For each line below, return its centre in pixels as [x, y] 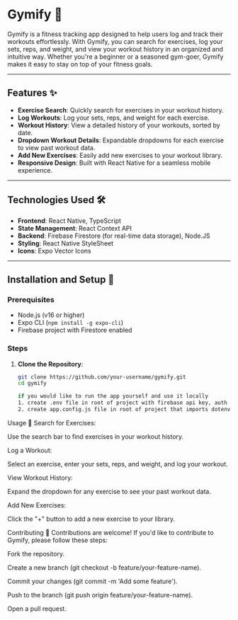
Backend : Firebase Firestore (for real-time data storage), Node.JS [114, 236]
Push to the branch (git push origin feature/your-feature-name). [100, 595]
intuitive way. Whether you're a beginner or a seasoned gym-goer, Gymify [115, 57]
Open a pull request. [37, 609]
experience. [35, 170]
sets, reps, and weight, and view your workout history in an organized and [115, 49]
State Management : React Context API [75, 228]
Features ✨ [32, 93]
